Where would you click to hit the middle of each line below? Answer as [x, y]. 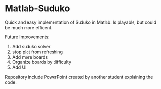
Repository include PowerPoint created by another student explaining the [79, 77]
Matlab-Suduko [38, 9]
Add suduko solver [31, 46]
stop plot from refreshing [37, 52]
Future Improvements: [27, 37]
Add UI [19, 67]
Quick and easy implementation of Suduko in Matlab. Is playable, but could [80, 22]
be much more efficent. [29, 27]
